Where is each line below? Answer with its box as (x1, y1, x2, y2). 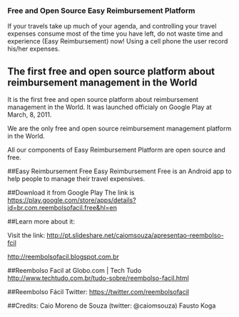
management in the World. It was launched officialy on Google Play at (7, 103, 212, 112)
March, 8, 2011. (7, 110, 52, 119)
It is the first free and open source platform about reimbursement (7, 95, 198, 104)
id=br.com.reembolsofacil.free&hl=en (7, 204, 118, 212)
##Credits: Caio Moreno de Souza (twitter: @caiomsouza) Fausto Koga (7, 301, 216, 310)
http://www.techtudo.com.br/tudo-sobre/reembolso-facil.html (7, 274, 189, 283)
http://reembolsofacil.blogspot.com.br (7, 252, 119, 261)
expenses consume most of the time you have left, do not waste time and (7, 29, 223, 38)
